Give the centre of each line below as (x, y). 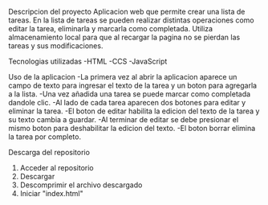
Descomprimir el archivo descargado (81, 185)
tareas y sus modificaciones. (56, 46)
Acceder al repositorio (57, 168)
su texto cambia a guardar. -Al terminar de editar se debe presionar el (124, 119)
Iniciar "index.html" (51, 193)
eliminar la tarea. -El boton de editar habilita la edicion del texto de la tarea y (134, 111)
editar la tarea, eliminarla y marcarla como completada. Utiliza (111, 29)
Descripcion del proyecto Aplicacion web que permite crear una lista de (127, 12)
